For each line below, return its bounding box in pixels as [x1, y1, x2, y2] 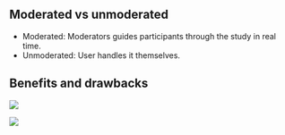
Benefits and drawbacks [9, 76, 149, 91]
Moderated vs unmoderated [9, 7, 168, 22]
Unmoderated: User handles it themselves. [22, 49, 181, 61]
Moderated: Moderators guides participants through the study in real [22, 30, 276, 41]
